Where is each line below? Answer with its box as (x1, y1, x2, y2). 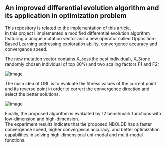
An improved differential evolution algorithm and (5, 4, 159, 12)
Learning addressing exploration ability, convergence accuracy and (19, 41, 158, 47)
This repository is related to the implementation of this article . (5, 25, 131, 31)
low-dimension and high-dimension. (5, 116, 80, 122)
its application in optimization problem (5, 12, 127, 20)
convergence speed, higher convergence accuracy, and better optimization (5, 126, 160, 132)
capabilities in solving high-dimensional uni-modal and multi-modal (5, 132, 143, 138)
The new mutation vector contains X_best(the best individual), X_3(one (5, 56, 151, 62)
